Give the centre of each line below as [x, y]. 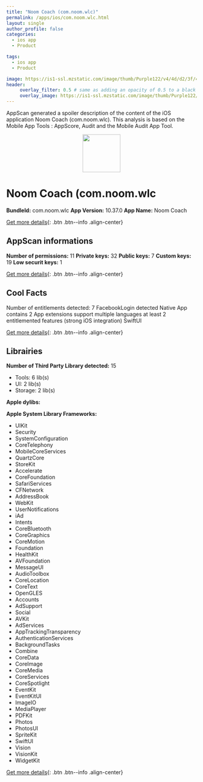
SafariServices [33, 484]
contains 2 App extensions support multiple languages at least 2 [86, 314]
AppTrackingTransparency [48, 632]
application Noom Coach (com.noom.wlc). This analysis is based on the [95, 119]
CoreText [26, 587]
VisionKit [26, 754]
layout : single [25, 23]
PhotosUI [26, 729]
